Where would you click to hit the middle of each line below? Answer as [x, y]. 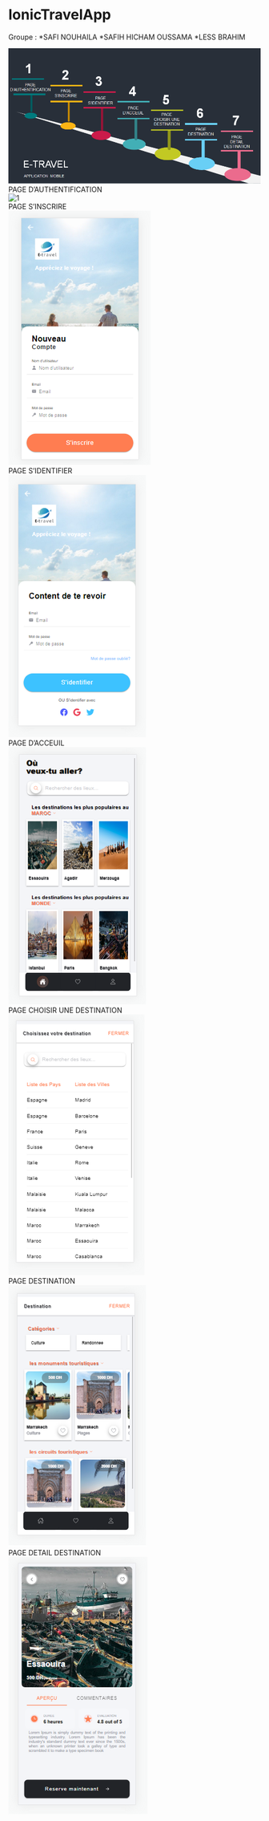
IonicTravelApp [60, 15]
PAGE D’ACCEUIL [36, 743]
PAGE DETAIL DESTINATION [55, 1552]
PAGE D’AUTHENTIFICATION [55, 189]
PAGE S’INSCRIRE [38, 206]
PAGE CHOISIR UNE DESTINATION [65, 1010]
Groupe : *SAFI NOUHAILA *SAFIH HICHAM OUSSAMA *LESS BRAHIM [127, 37]
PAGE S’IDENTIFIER [40, 470]
